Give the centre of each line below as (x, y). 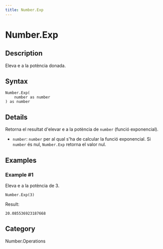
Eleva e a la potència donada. (36, 66)
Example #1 (19, 174)
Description (24, 53)
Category (20, 229)
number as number (32, 97)
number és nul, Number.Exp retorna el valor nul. (59, 145)
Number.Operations (26, 241)
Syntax (17, 81)
